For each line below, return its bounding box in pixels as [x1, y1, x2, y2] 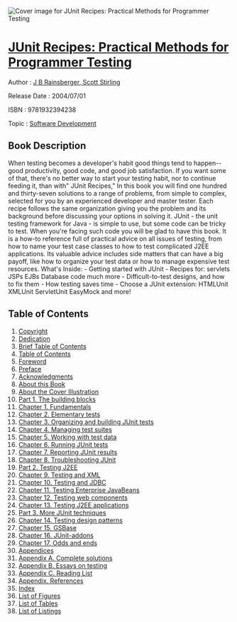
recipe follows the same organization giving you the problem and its [8, 204, 206, 213]
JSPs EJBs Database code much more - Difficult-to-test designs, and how [8, 272, 226, 280]
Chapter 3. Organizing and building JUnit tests [18, 417, 155, 426]
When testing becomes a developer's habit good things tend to [8, 159, 192, 167]
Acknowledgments [18, 372, 74, 381]
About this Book [18, 379, 66, 388]
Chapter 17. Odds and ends [18, 538, 98, 547]
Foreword [18, 357, 47, 366]
